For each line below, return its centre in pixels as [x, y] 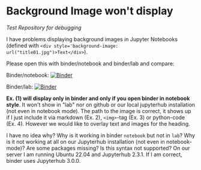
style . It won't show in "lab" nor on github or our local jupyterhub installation [101, 104]
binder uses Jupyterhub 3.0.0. [43, 160]
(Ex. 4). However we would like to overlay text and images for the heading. [98, 123]
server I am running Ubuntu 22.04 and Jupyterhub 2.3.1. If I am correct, [94, 154]
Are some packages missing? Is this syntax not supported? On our [108, 148]
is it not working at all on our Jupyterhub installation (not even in [85, 141]
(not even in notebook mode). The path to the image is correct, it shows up [99, 111]
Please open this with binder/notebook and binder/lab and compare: [90, 63]
